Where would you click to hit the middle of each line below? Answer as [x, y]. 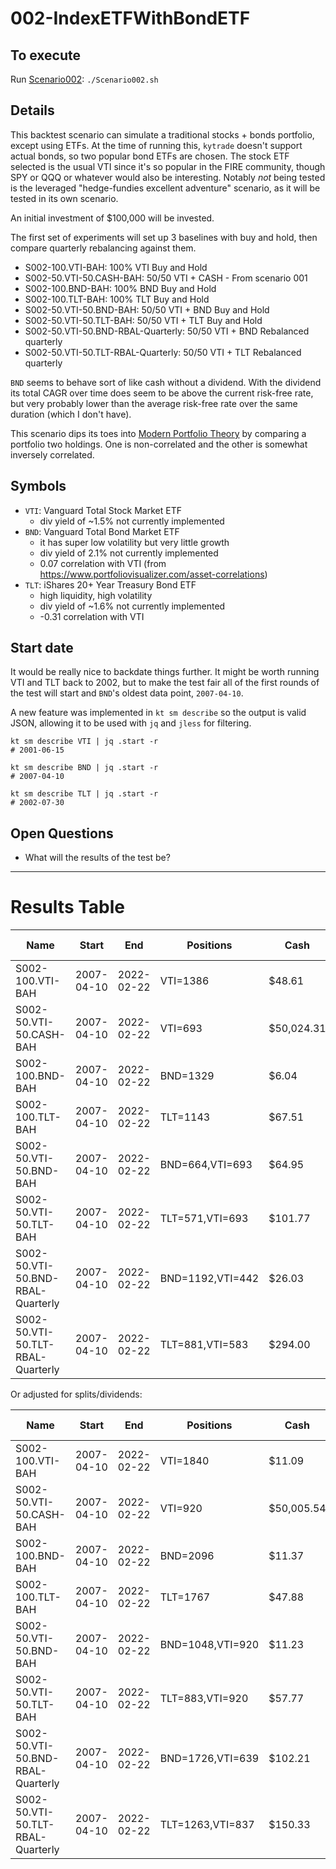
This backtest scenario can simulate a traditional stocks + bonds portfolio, [162, 134]
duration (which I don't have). [71, 414]
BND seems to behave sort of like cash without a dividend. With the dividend [166, 382]
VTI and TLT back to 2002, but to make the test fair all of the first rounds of [165, 683]
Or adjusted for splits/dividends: [76, 1394]
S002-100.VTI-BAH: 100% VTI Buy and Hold [116, 267]
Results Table [68, 907]
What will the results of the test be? [97, 858]
